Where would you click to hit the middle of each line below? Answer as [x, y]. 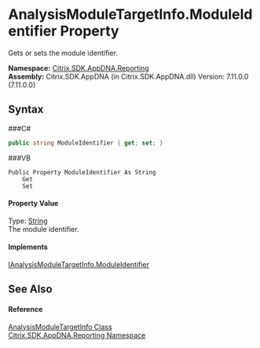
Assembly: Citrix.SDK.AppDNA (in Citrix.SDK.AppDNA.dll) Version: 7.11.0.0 [128, 76]
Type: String [28, 221]
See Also [30, 289]
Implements [28, 247]
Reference [26, 310]
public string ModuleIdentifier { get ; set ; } [86, 143]
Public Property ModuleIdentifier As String [82, 172]
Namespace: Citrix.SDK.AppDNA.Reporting [79, 68]
